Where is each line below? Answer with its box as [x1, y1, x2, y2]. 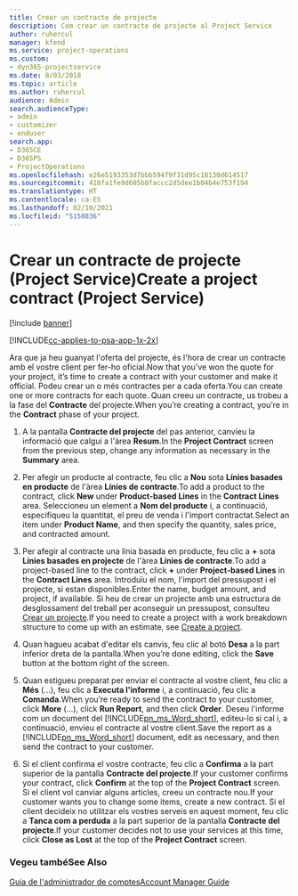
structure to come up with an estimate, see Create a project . [21, 621, 243, 632]
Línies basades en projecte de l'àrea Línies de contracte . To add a [21, 555, 267, 566]
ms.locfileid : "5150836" [9, 211, 101, 221]
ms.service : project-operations [9, 46, 129, 55]
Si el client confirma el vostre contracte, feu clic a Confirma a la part [21, 758, 274, 769]
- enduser [9, 129, 46, 138]
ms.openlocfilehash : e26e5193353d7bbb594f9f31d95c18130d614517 [9, 170, 249, 179]
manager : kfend [9, 37, 66, 47]
